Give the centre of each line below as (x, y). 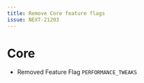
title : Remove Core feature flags (56, 13)
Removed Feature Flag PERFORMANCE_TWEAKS (77, 72)
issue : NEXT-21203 (33, 20)
